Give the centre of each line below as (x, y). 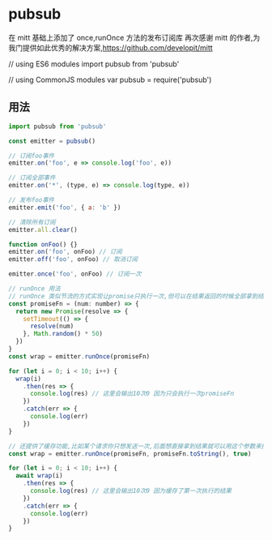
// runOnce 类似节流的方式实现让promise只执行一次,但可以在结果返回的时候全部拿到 (133, 296)
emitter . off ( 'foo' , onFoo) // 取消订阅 (73, 259)
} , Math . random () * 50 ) (63, 334)
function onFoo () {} (43, 244)
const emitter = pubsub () (52, 141)
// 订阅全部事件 (32, 178)
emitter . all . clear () (43, 229)
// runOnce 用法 (34, 289)
